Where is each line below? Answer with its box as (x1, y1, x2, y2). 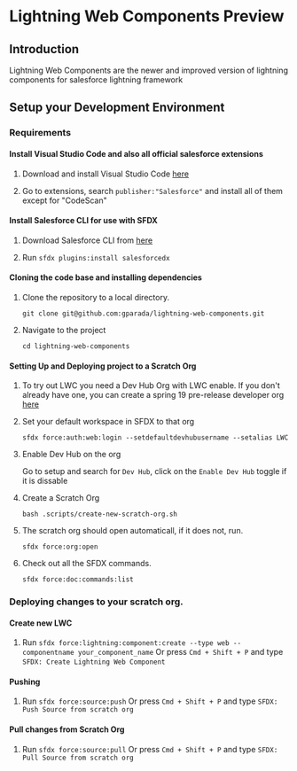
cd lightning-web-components (21, 341, 130, 351)
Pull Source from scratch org (21, 753, 135, 762)
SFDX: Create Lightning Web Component (21, 658, 166, 666)
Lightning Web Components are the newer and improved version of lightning (9, 65, 288, 75)
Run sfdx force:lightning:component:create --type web (21, 637, 230, 648)
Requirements (9, 127, 72, 139)
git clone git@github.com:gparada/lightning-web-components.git (21, 308, 265, 318)
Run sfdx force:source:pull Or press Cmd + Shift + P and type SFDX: (21, 744, 278, 754)
